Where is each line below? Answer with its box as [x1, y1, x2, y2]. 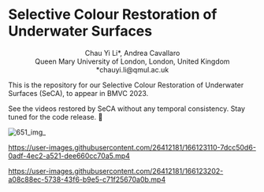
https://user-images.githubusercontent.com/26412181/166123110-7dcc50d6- [8, 142, 256, 152]
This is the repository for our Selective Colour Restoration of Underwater [8, 80, 244, 90]
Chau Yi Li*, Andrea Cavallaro [84, 48, 180, 57]
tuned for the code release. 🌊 [8, 112, 103, 121]
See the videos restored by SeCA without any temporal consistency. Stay [8, 104, 246, 113]
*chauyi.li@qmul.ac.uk [95, 65, 169, 74]
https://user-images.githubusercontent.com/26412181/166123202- [8, 166, 224, 175]
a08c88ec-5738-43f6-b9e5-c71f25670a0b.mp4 [8, 175, 166, 184]
